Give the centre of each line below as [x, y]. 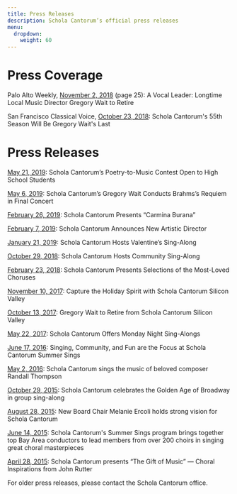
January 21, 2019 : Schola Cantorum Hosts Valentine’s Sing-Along [102, 242]
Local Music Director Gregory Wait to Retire [71, 103]
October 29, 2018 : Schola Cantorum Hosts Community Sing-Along [104, 256]
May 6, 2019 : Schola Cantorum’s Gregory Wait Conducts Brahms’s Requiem [117, 193]
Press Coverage [55, 76]
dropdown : [28, 34]
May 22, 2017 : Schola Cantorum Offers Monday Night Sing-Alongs [104, 334]
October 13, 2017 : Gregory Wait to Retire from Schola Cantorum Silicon [110, 312]
